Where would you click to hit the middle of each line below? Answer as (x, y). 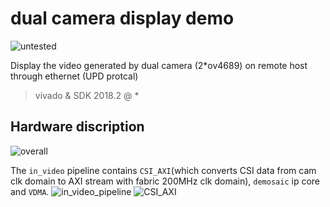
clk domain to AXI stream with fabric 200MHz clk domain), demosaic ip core (165, 181)
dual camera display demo (122, 18)
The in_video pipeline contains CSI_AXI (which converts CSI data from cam (163, 170)
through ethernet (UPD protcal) (74, 76)
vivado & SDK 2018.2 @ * (87, 95)
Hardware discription (77, 127)
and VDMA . (30, 191)
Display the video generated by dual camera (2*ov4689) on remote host (159, 65)
